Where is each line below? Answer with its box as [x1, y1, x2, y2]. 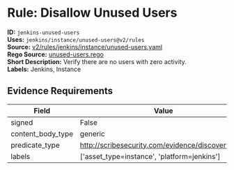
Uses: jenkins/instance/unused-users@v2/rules [7, 35, 145, 43]
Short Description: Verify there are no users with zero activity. [7, 57, 187, 65]
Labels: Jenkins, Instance [7, 65, 81, 73]
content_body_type [10, 129, 74, 139]
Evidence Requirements [7, 85, 114, 97]
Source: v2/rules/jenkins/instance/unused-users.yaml [7, 42, 162, 51]
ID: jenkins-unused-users [7, 28, 80, 36]
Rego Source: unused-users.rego [7, 50, 104, 59]
